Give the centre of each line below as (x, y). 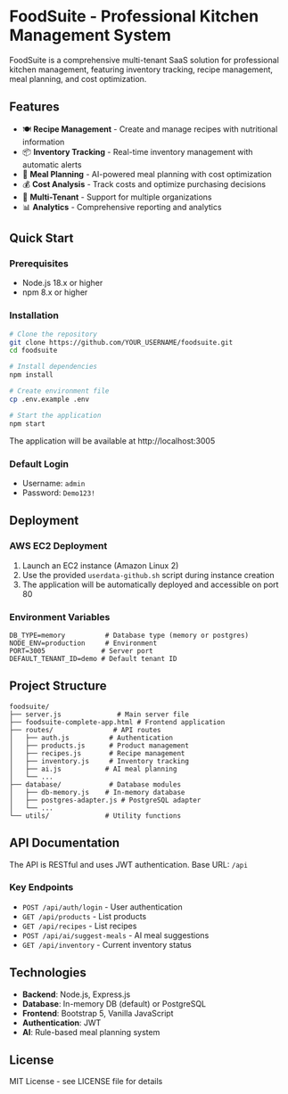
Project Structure (58, 686)
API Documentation (65, 843)
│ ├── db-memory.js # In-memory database (97, 792)
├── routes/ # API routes (86, 730)
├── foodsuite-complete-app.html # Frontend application (117, 722)
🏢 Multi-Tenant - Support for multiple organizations (117, 197)
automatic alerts (52, 164)
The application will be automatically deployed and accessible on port (150, 584)
